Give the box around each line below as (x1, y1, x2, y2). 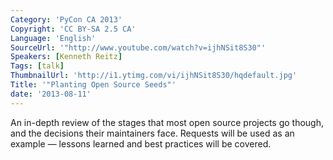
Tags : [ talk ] (10, 61, 65, 71)
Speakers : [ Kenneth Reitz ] (10, 52, 123, 62)
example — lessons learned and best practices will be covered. (10, 137, 272, 150)
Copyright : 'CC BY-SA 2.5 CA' (10, 24, 137, 34)
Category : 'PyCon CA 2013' (10, 14, 123, 25)
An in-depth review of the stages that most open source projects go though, (10, 116, 325, 128)
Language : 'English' (10, 33, 97, 43)
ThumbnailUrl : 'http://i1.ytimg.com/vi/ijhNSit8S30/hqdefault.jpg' (10, 71, 298, 81)
